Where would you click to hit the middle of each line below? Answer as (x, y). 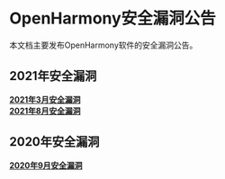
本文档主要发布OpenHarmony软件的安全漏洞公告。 (103, 45)
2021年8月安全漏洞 (45, 111)
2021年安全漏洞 (53, 76)
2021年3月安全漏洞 (45, 99)
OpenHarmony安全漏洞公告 (112, 18)
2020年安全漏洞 (54, 142)
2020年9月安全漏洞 (46, 165)
